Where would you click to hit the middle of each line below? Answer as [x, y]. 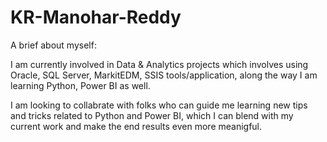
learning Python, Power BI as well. [80, 85]
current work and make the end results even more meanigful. [136, 126]
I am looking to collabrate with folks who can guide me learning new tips [159, 105]
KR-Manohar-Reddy [96, 17]
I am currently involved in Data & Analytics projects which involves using [159, 64]
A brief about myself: [53, 45]
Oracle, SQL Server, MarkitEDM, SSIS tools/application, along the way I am [164, 75]
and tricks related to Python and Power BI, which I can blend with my [152, 115]
